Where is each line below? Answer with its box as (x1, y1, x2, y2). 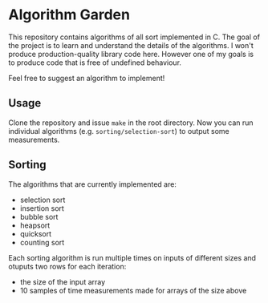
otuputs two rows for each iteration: (8, 261, 127, 271)
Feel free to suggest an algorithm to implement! (8, 73, 165, 83)
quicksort (19, 228, 52, 238)
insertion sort (19, 203, 64, 213)
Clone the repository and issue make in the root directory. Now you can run (8, 118, 254, 127)
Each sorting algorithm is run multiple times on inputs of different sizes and (8, 252, 257, 262)
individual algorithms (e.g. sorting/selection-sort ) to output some (8, 126, 230, 135)
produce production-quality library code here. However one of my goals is (8, 49, 254, 59)
